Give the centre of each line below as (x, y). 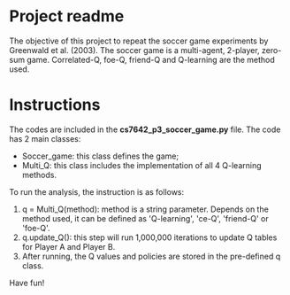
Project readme (67, 16)
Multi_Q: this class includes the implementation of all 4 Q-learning (142, 165)
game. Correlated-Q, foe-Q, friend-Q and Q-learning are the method (151, 59)
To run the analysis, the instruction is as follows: (97, 191)
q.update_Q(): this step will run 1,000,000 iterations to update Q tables (149, 237)
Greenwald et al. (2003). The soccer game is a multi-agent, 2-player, (134, 50)
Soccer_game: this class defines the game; (100, 156)
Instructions (55, 105)
